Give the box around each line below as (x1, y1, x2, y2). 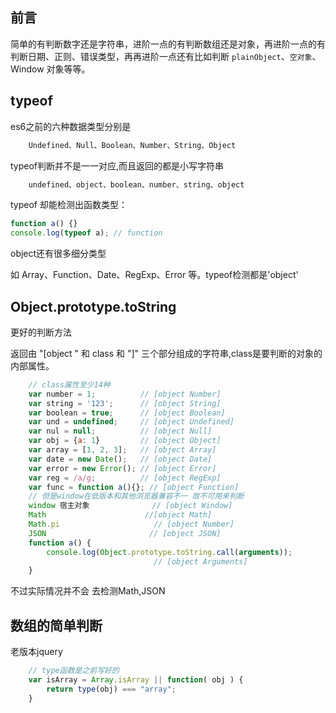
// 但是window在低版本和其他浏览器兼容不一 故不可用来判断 (28, 491, 245, 502)
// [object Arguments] (153, 556, 248, 567)
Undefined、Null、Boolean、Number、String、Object (28, 140, 237, 150)
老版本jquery (10, 646, 63, 658)
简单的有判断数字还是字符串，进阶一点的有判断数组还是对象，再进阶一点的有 (10, 38, 326, 50)
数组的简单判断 (10, 617, 103, 634)
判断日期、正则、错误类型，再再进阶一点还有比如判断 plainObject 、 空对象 (10, 50, 313, 62)
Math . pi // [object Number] (28, 519, 235, 530)
